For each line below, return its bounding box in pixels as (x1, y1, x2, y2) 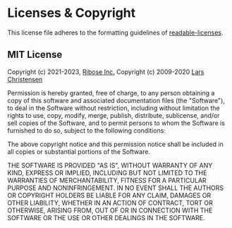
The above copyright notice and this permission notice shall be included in (7, 140, 224, 148)
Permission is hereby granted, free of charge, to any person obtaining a (7, 88, 215, 97)
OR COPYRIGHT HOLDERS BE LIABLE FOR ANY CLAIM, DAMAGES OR (7, 191, 212, 199)
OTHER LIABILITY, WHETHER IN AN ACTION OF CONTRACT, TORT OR (7, 198, 213, 207)
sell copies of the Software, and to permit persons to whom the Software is (7, 119, 226, 127)
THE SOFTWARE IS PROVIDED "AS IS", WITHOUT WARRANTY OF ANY (7, 161, 213, 169)
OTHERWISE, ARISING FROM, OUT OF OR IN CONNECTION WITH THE (7, 206, 213, 215)
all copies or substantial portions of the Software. (7, 147, 150, 156)
